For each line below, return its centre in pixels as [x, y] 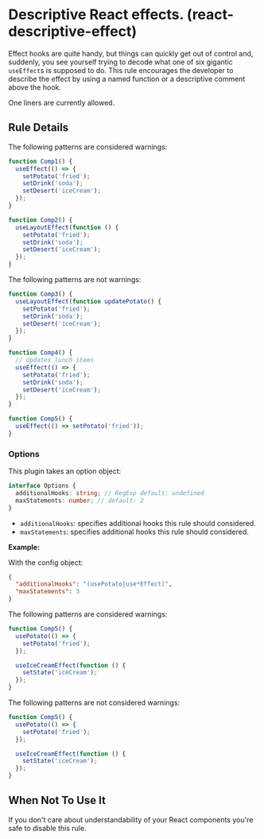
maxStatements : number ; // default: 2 [80, 501]
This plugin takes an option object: [65, 471]
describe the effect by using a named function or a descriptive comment [127, 79]
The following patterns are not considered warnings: [94, 703]
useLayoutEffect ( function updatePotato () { [88, 301]
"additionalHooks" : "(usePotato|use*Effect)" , [94, 584]
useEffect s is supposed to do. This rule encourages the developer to [121, 70]
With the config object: [46, 563]
